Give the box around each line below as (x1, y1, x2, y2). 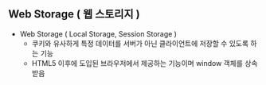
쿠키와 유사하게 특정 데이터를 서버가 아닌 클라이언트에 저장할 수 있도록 (31, 38, 249, 48)
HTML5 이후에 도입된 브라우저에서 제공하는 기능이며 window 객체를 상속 (31, 58, 258, 68)
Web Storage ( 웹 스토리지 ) (8, 7, 141, 21)
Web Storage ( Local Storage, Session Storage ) (19, 29, 178, 38)
